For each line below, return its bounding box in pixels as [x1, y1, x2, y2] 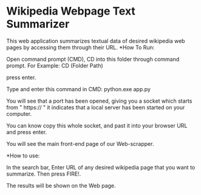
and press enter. [6, 128, 47, 135]
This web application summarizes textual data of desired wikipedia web [6, 37, 185, 44]
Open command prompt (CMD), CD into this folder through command [6, 55, 180, 63]
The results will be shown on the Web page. [6, 182, 117, 189]
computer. [6, 110, 32, 117]
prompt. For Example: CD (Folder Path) [6, 62, 103, 69]
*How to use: [6, 152, 40, 159]
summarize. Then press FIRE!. [6, 170, 81, 177]
